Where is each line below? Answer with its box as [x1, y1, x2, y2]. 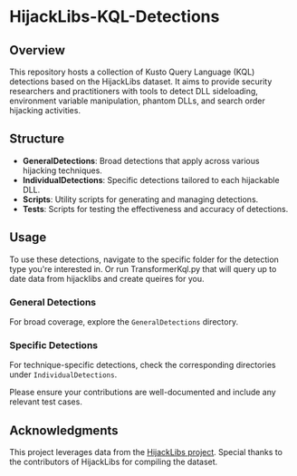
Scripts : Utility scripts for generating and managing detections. [22, 193, 259, 205]
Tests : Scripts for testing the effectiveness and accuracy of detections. [22, 203, 289, 214]
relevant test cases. [9, 396, 83, 407]
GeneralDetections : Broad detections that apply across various [22, 155, 260, 166]
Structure [9, 131, 65, 147]
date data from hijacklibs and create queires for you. [9, 273, 205, 284]
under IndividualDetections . [9, 369, 118, 380]
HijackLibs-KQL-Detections [9, 6, 220, 27]
